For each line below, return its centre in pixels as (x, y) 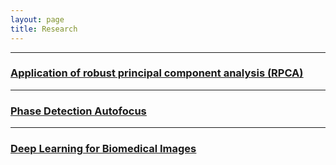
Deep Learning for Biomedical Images (103, 149)
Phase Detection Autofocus (78, 111)
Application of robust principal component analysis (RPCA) (157, 73)
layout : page (37, 19)
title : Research (44, 29)
